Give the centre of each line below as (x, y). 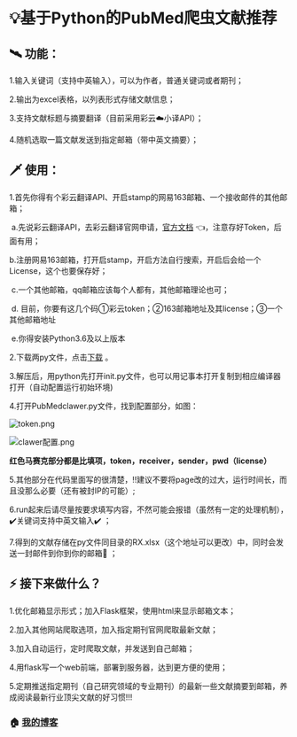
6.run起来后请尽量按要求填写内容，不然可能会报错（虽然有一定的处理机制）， (149, 509)
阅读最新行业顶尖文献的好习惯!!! (74, 697)
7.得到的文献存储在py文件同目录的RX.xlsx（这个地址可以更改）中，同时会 (143, 542)
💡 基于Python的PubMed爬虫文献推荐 (143, 18)
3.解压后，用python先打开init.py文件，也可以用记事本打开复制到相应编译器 (145, 376)
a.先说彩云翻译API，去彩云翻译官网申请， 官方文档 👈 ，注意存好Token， (143, 227)
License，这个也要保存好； (59, 270)
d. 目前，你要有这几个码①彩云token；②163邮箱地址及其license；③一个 (147, 308)
